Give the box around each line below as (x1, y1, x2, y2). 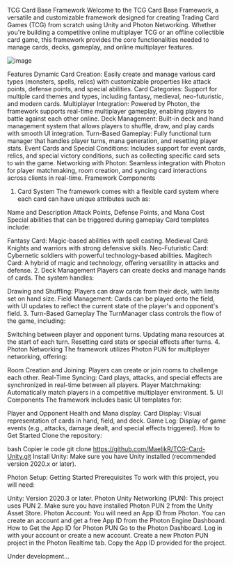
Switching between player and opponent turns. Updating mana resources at (7, 331, 225, 338)
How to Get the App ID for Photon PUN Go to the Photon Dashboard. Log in (7, 524, 223, 532)
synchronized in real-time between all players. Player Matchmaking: (7, 381, 202, 389)
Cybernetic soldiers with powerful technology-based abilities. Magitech (7, 251, 212, 259)
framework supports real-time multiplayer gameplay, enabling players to (7, 107, 214, 115)
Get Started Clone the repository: (7, 432, 102, 439)
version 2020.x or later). (7, 460, 77, 468)
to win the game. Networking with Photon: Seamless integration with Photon (7, 159, 226, 167)
